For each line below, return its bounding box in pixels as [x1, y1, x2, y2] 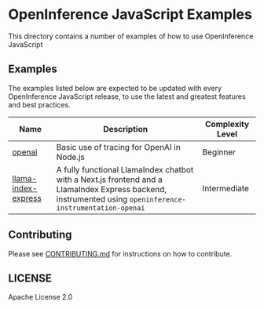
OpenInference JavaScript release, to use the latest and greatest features [8, 92, 246, 101]
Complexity [205, 118, 250, 129]
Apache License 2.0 [8, 293, 73, 302]
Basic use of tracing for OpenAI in [56, 141, 181, 152]
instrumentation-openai [56, 203, 145, 213]
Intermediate [202, 183, 250, 194]
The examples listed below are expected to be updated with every [8, 83, 222, 93]
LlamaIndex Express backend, [56, 184, 167, 194]
